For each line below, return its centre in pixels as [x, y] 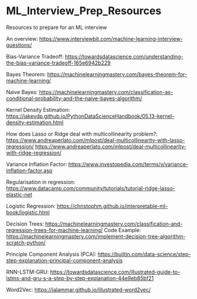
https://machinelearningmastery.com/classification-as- [106, 92]
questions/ [19, 45]
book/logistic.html [28, 212]
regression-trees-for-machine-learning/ [55, 230]
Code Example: [123, 230]
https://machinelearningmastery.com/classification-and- [114, 224]
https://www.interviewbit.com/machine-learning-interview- [111, 38]
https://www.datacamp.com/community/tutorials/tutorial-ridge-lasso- [91, 188]
